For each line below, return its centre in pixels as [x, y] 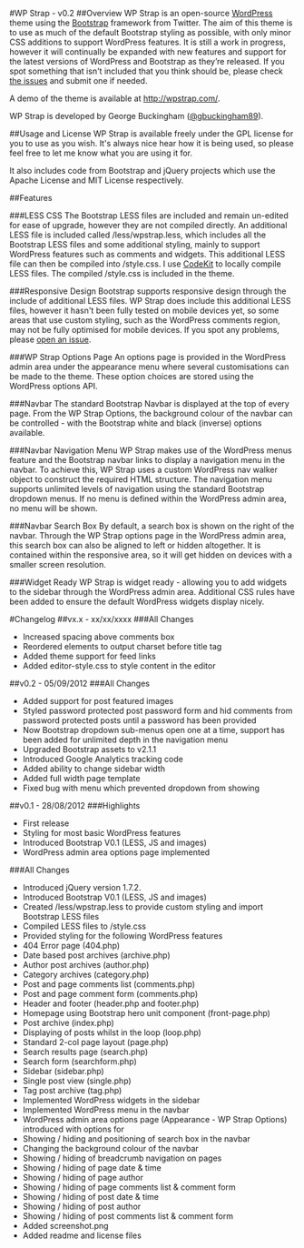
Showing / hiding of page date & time [92, 1167]
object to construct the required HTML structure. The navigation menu [141, 479]
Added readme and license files [82, 1235]
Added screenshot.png [65, 1226]
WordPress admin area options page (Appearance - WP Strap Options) [155, 1119]
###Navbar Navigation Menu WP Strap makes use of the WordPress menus [151, 450]
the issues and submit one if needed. [78, 81]
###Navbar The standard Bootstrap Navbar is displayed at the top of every [150, 403]
